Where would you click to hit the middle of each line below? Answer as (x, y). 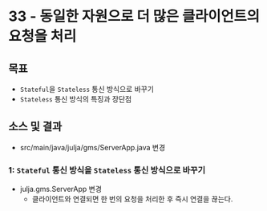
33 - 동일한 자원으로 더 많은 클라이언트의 (134, 16)
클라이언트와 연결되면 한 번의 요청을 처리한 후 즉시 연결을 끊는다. (132, 199)
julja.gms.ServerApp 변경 (61, 189)
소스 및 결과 (35, 127)
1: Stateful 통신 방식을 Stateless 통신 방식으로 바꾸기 (107, 170)
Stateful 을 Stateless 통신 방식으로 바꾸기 (87, 89)
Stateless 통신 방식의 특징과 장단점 (76, 99)
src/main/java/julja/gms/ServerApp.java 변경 (93, 147)
